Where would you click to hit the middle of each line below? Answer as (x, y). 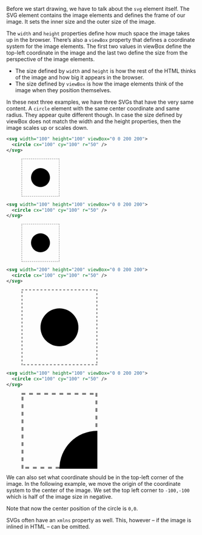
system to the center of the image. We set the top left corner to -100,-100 (98, 490)
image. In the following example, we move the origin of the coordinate (93, 483)
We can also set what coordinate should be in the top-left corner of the (95, 477)
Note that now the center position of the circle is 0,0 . (72, 508)
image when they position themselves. (63, 90)
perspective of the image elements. (51, 59)
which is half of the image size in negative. (60, 496)
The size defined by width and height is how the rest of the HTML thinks (105, 71)
